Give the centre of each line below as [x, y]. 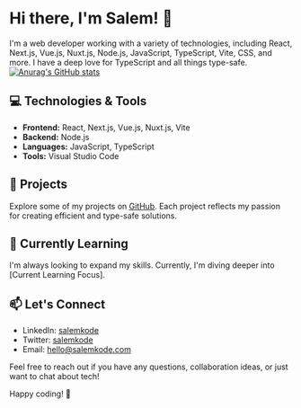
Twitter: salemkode [58, 340]
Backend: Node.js [56, 137]
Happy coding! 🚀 [40, 394]
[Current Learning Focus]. [58, 275]
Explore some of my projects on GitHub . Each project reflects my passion [145, 206]
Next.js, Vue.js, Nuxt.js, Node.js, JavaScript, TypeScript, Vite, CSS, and [141, 52]
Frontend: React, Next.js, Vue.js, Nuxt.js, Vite [106, 127]
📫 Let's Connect [58, 304]
